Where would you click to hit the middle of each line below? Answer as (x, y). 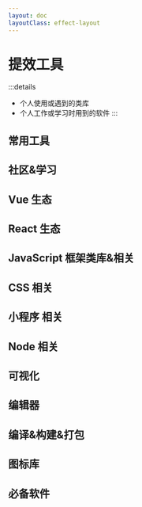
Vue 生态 (30, 199)
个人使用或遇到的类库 (54, 103)
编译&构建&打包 (47, 435)
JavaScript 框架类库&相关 (71, 258)
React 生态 (34, 229)
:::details (22, 87)
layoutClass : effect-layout (54, 23)
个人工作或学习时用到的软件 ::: (69, 113)
